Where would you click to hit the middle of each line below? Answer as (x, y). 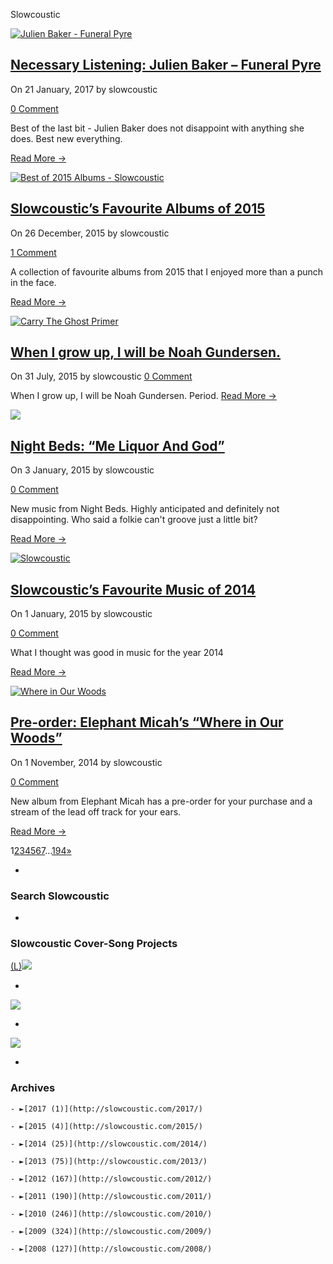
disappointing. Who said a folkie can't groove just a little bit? (134, 520)
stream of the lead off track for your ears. (96, 811)
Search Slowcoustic (60, 896)
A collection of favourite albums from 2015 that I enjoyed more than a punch (167, 271)
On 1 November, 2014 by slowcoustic (86, 762)
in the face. (33, 282)
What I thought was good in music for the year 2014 (117, 653)
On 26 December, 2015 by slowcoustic (90, 233)
